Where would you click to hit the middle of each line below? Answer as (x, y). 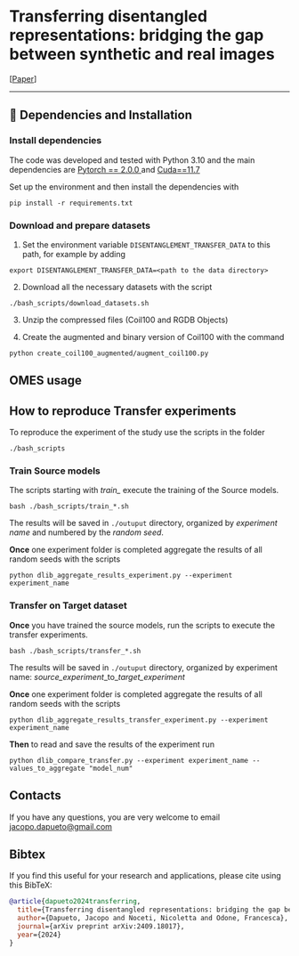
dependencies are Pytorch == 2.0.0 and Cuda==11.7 (105, 169)
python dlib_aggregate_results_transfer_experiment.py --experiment (139, 720)
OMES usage (46, 381)
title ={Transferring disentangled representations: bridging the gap (149, 910)
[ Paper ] (23, 78)
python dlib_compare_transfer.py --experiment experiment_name (129, 760)
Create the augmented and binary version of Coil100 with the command (153, 336)
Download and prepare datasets (80, 225)
